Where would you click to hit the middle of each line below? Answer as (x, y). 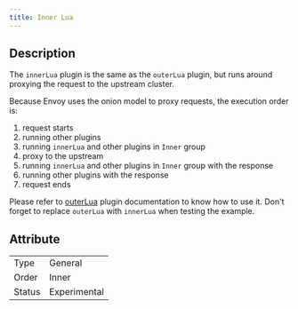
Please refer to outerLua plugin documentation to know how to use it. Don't (147, 202)
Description (42, 54)
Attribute (35, 239)
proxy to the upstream (63, 156)
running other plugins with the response (95, 175)
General (65, 263)
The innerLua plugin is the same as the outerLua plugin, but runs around (141, 75)
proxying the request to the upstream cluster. (92, 84)
